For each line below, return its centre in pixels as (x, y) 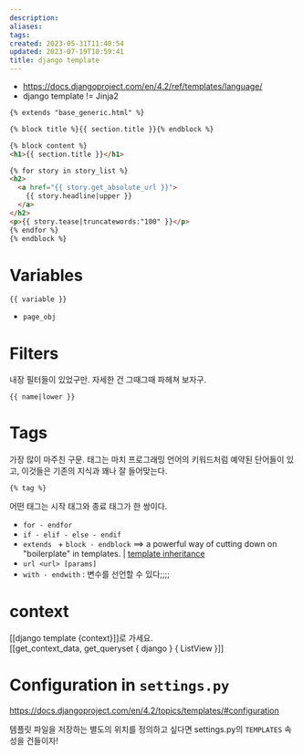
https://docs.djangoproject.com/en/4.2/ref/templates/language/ (142, 86)
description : (34, 18)
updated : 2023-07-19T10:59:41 (67, 52)
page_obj (39, 317)
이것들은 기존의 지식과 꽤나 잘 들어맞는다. (94, 471)
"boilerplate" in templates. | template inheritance (114, 554)
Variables (47, 275)
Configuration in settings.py (120, 685)
